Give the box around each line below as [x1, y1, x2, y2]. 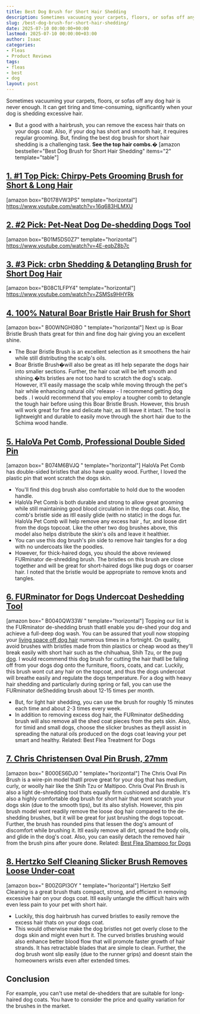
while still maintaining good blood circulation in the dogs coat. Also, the [14, 505, 190, 512]
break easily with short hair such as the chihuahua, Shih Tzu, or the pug [6, 648, 182, 656]
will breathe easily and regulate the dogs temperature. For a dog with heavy [6, 674, 192, 681]
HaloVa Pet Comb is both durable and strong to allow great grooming [14, 499, 184, 506]
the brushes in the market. [6, 1003, 71, 1010]
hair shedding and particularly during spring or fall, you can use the [6, 681, 171, 688]
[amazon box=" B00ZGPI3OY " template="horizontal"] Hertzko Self [6, 882, 171, 889]
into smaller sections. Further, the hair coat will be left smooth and [14, 368, 177, 375]
